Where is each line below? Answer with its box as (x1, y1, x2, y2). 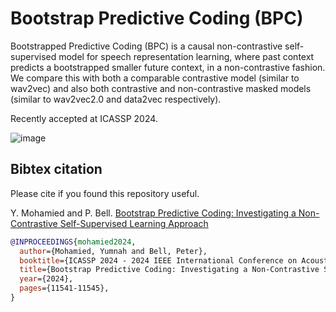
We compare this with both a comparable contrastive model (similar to (10, 72, 300, 84)
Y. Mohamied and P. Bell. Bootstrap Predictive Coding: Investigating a (10, 207, 297, 219)
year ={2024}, (19, 274, 74, 284)
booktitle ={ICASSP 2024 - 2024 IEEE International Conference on (19, 255, 298, 266)
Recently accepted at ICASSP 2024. (10, 112, 158, 124)
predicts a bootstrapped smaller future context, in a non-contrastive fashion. (10, 61, 326, 73)
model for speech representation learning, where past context (58, 50, 315, 62)
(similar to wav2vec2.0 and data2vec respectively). (10, 93, 222, 105)
